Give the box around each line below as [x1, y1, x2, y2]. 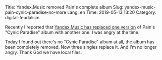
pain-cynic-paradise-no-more [5, 9, 66, 15]
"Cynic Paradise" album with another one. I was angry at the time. [5, 30, 140, 35]
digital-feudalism [5, 15, 40, 20]
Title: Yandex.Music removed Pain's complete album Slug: [5, 4, 124, 10]
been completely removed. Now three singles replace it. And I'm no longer [5, 44, 157, 50]
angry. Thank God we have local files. [5, 49, 82, 55]
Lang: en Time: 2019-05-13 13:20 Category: [67, 9, 157, 15]
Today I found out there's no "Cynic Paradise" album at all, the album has [5, 39, 155, 45]
